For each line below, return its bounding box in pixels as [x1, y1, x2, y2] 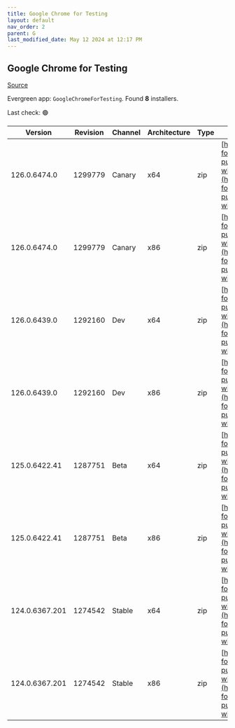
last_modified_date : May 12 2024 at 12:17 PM [7, 36, 142, 43]
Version [25, 127, 52, 137]
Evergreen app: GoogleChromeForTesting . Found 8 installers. [7, 94, 179, 102]
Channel [111, 127, 141, 137]
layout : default [7, 17, 55, 24]
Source [7, 80, 28, 89]
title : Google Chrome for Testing [7, 10, 108, 17]
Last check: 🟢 [7, 108, 49, 116]
